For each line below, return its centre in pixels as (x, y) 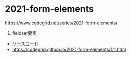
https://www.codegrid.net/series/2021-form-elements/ (61, 23)
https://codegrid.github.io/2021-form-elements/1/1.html (69, 49)
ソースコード (25, 44)
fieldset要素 (24, 33)
